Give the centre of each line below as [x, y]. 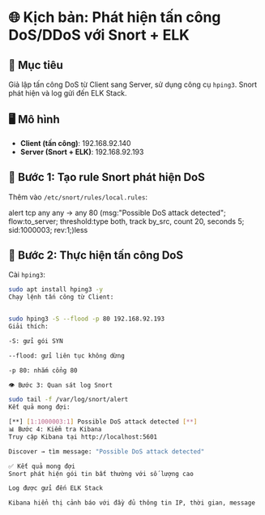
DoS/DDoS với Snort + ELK [99, 35]
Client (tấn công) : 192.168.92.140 [75, 143]
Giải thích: [28, 327]
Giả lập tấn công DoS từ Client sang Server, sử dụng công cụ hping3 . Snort [133, 84]
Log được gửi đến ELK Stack [56, 488]
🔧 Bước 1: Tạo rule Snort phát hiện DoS [107, 177]
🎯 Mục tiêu [36, 65]
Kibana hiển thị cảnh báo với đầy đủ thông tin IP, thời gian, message [132, 503]
